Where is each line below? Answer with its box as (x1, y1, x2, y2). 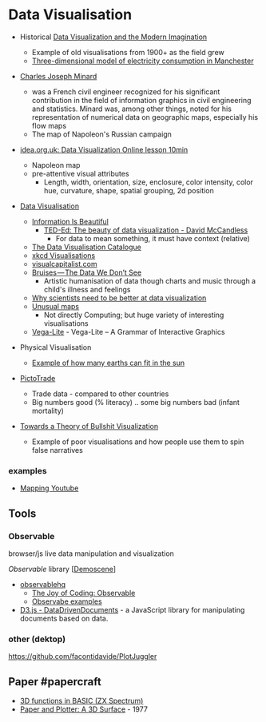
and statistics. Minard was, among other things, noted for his (31, 104, 232, 113)
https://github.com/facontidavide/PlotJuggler (8, 652, 157, 661)
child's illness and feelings (43, 284, 131, 294)
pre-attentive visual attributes (31, 169, 129, 178)
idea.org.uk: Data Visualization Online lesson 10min (19, 145, 189, 154)
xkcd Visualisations (31, 250, 96, 260)
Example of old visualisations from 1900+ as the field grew (31, 47, 225, 57)
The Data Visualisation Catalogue (31, 242, 142, 252)
